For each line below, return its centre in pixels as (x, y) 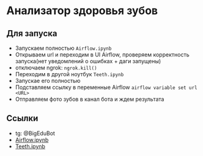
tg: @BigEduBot (35, 133)
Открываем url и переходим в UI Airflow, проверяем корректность (102, 55)
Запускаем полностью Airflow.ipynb (63, 48)
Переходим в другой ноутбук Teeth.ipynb (69, 74)
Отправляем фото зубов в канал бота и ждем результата (90, 99)
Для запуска (32, 33)
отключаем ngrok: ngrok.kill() (56, 68)
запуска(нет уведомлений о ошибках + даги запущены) (88, 61)
